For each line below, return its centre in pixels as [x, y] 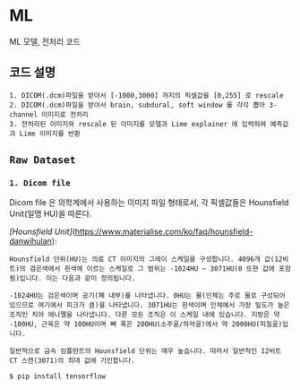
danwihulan [30, 241]
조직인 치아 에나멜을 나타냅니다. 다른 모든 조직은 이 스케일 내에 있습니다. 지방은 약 [145, 315]
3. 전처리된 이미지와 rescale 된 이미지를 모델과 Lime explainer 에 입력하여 [138, 124]
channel [24, 114]
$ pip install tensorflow [57, 377]
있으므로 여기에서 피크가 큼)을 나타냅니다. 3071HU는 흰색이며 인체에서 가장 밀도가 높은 [150, 306]
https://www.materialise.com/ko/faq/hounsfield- [164, 232]
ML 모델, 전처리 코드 [45, 41]
